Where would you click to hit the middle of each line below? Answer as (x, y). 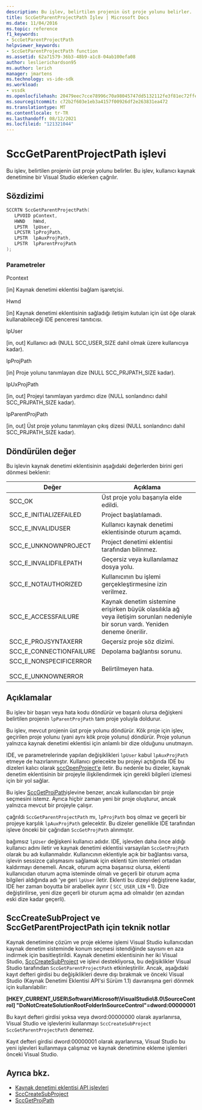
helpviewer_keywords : (33, 46)
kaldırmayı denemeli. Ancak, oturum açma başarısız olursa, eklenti (88, 867)
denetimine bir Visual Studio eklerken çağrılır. (62, 177)
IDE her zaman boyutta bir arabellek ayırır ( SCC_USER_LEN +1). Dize (88, 886)
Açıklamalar (29, 698)
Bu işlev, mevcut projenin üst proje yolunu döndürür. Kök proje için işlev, (95, 730)
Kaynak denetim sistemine (139, 602)
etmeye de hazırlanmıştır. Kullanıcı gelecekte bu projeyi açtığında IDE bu (95, 761)
